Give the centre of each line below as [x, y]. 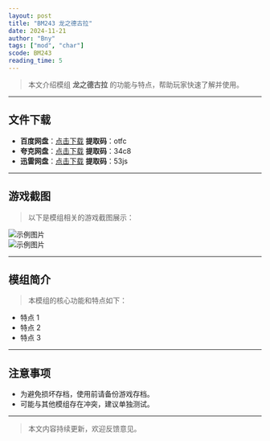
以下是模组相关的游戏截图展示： [81, 217]
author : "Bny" [32, 38]
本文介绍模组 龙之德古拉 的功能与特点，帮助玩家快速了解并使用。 [135, 84]
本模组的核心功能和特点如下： [77, 301]
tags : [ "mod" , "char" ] [46, 46]
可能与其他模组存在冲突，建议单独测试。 [87, 404]
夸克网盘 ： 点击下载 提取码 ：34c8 [76, 150]
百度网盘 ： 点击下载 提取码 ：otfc [73, 141]
